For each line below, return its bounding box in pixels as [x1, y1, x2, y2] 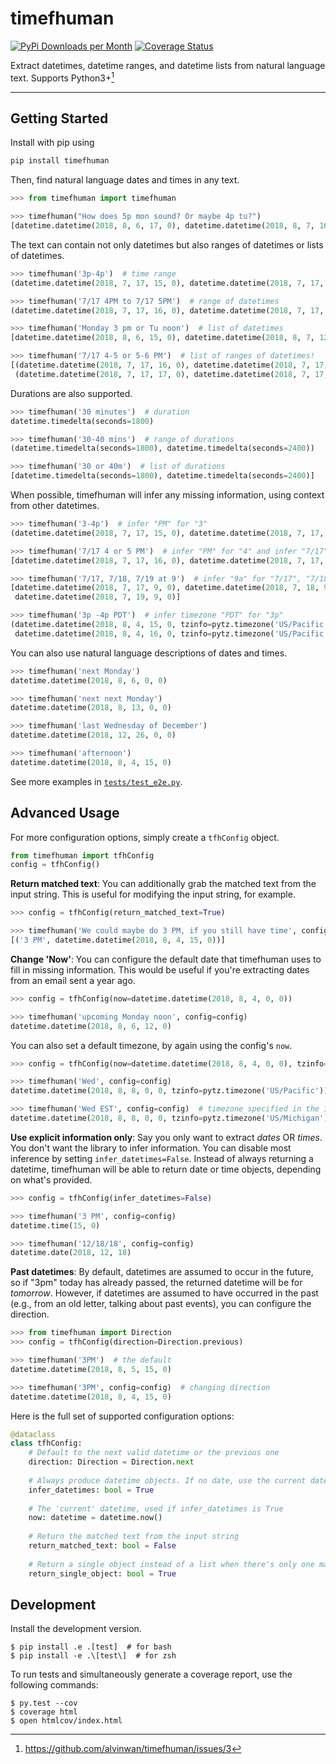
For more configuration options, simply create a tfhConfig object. [10, 831, 280, 843]
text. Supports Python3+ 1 [10, 70, 115, 84]
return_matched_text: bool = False [28, 1541, 177, 1551]
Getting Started [10, 110, 109, 127]
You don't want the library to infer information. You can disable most [10, 1142, 292, 1154]
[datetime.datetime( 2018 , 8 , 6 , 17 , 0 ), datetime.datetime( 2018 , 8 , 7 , [10, 221, 315, 231]
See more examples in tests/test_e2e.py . [10, 775, 183, 787]
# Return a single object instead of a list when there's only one [28, 1559, 315, 1569]
